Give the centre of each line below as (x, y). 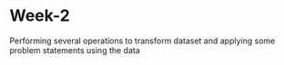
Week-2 (40, 16)
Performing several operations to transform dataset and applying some (142, 41)
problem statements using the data (75, 50)
